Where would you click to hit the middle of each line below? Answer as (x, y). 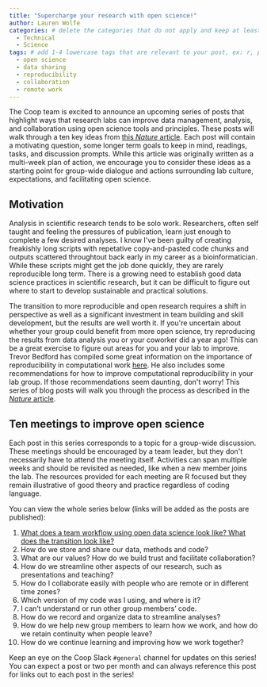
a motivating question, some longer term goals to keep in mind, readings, (128, 146)
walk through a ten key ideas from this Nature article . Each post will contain (132, 137)
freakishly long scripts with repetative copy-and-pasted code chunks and (129, 249)
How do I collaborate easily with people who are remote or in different (134, 583)
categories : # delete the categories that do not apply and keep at (124, 30)
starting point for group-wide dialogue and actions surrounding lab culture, (132, 171)
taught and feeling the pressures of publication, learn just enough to (120, 232)
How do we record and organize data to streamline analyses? (120, 617)
